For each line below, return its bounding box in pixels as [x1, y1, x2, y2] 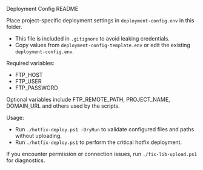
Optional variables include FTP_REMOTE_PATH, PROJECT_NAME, [6, 96, 171, 103]
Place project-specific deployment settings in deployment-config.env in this [6, 17, 195, 24]
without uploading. [15, 132, 62, 139]
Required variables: [6, 60, 55, 67]
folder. [6, 24, 22, 30]
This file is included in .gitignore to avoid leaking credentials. [15, 35, 170, 42]
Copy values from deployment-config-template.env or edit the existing [15, 42, 191, 48]
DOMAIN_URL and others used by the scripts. [6, 102, 120, 110]
